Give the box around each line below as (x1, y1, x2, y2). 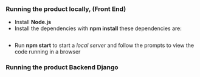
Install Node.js (14, 19, 52, 26)
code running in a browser (14, 48, 81, 55)
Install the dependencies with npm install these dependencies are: (14, 25, 182, 32)
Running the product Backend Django (5, 63, 119, 72)
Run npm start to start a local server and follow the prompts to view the (14, 42, 195, 49)
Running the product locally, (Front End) (5, 5, 126, 13)
